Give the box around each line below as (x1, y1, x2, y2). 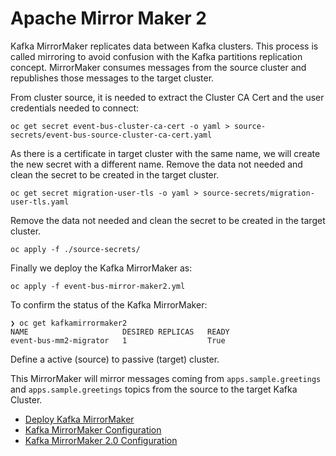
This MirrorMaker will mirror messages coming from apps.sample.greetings (10, 372, 322, 384)
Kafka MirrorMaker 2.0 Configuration (24, 434, 178, 446)
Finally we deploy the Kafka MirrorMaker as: (10, 262, 193, 274)
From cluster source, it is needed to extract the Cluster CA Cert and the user (10, 91, 325, 103)
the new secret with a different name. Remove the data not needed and (10, 158, 303, 170)
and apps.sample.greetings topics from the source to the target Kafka (10, 383, 298, 395)
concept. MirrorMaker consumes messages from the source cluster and (10, 61, 307, 73)
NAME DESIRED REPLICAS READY (10, 327, 230, 337)
